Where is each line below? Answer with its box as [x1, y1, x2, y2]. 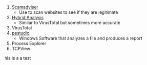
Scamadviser [11, 4, 39, 10]
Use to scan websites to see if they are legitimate [19, 9, 118, 15]
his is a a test [4, 55, 31, 61]
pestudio [11, 30, 30, 36]
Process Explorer [11, 41, 46, 46]
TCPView [11, 46, 31, 51]
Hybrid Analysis [11, 15, 44, 20]
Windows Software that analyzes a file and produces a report [19, 35, 143, 41]
